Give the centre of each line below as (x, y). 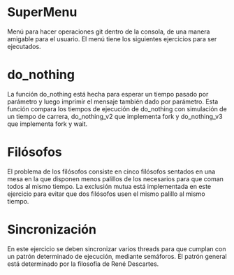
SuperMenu (42, 12)
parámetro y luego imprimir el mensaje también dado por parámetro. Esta (113, 101)
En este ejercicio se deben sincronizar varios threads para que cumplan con (117, 248)
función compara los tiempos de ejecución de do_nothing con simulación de (117, 108)
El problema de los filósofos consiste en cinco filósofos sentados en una (111, 171)
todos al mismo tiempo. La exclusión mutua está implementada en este (109, 186)
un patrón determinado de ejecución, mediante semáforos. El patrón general (117, 256)
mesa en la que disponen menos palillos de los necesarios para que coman (115, 178)
